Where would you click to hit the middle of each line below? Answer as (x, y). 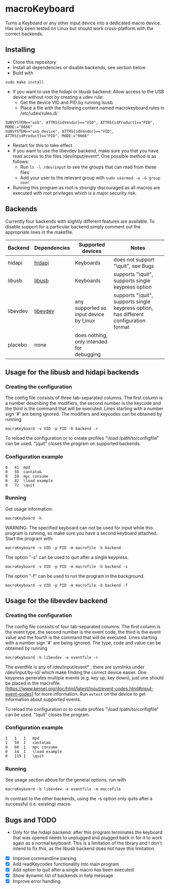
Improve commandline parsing (44, 858)
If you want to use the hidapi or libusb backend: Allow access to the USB (88, 92)
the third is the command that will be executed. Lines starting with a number (84, 409)
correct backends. (24, 34)
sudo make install (25, 82)
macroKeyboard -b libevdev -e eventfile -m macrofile (63, 789)
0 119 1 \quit (25, 756)
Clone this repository (34, 62)
